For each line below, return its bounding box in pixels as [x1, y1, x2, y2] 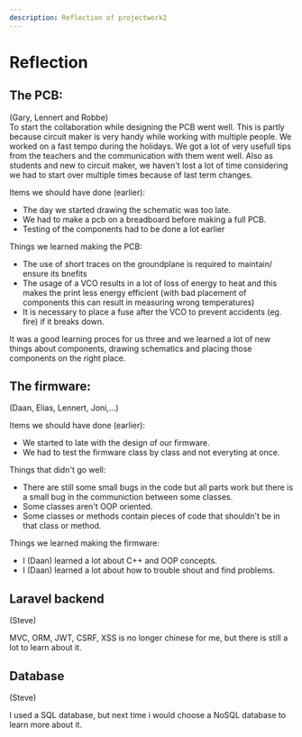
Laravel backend [9, 591, 105, 606]
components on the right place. [9, 353, 126, 364]
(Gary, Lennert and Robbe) [9, 112, 109, 123]
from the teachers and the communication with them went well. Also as [9, 150, 273, 161]
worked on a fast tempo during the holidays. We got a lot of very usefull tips [9, 141, 291, 152]
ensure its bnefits [22, 268, 87, 279]
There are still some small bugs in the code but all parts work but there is [22, 482, 294, 493]
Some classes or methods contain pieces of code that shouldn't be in [22, 511, 281, 521]
